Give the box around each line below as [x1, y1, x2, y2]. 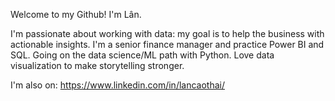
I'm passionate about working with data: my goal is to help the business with [10, 28, 325, 39]
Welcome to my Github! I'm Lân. [10, 9, 142, 20]
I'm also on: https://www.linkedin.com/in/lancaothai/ [10, 79, 226, 91]
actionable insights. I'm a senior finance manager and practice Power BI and [10, 39, 325, 50]
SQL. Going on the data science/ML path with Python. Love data [10, 49, 275, 61]
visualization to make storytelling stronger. [10, 60, 185, 71]
